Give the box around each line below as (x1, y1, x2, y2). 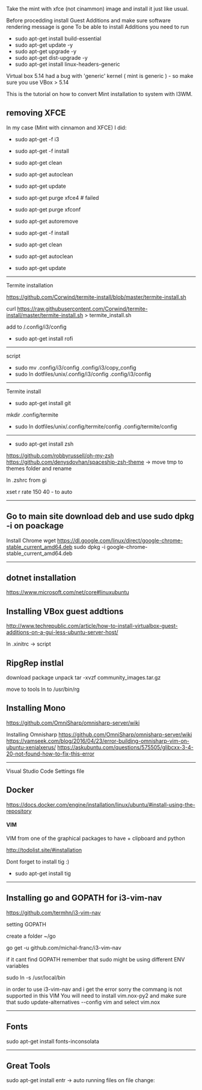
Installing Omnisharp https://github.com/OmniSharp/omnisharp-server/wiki (6, 731, 192, 738)
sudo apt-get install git (14, 399, 71, 406)
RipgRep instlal (6, 658, 64, 668)
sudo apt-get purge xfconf (14, 205, 81, 213)
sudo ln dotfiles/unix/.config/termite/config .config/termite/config (14, 423, 177, 430)
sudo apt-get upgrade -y (14, 48, 77, 55)
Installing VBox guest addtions (6, 606, 124, 617)
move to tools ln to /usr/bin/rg (6, 685, 80, 693)
